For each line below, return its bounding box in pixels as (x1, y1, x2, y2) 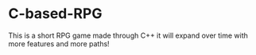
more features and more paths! (8, 38, 110, 48)
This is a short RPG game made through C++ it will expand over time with (8, 31, 249, 40)
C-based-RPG (8, 5, 103, 23)
